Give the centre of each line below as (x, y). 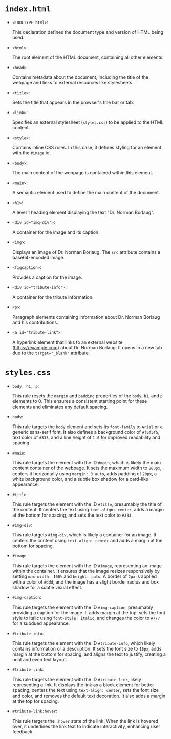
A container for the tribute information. (53, 297)
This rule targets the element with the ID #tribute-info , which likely (84, 643)
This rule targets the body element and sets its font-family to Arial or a (88, 427)
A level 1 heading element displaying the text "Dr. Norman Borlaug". (83, 212)
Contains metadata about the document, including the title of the (80, 77)
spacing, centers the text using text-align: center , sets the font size (85, 690)
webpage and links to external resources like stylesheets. (73, 82)
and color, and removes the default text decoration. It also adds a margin (89, 696)
